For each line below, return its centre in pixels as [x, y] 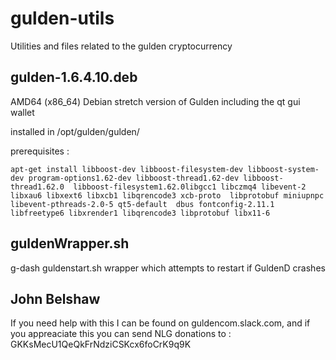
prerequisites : [40, 151]
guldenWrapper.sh [70, 243]
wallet [22, 112]
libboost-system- [283, 169]
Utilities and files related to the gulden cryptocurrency [121, 46]
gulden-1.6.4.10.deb [74, 77]
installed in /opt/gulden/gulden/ [75, 131]
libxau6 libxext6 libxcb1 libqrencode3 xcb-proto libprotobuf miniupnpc [167, 195]
